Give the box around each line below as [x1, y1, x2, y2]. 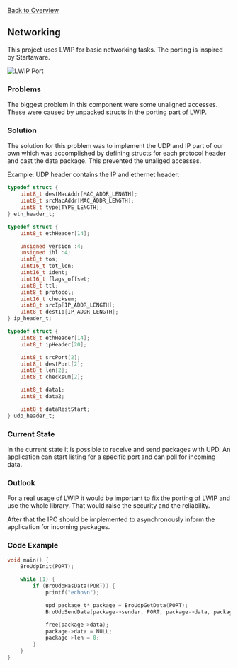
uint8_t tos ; [20, 256, 59, 263]
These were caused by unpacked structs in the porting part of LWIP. [7, 108, 208, 116]
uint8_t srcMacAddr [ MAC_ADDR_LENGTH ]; [20, 198, 135, 205]
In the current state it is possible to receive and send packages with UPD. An [7, 445, 231, 453]
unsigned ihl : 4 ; [20, 249, 72, 256]
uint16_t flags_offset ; [20, 276, 91, 283]
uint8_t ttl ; [20, 282, 59, 289]
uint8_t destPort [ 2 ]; [20, 361, 84, 368]
